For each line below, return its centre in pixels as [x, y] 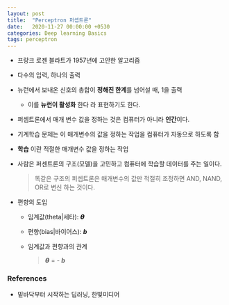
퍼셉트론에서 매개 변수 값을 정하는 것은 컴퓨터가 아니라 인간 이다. [103, 120]
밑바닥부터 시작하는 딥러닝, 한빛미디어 [68, 295]
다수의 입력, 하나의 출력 [49, 75]
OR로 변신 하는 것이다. [65, 187]
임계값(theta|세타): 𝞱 [56, 217]
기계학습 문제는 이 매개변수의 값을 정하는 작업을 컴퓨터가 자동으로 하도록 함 [118, 134]
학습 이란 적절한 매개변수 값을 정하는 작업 [73, 149]
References [27, 279]
